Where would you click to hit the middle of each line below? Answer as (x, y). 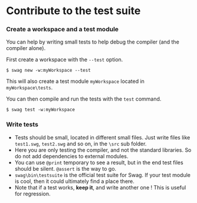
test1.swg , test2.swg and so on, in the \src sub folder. (81, 144)
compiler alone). (26, 48)
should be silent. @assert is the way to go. (65, 168)
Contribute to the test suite (73, 11)
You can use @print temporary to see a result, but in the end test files (99, 162)
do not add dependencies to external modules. (71, 156)
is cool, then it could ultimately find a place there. (74, 181)
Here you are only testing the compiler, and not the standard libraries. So (103, 150)
